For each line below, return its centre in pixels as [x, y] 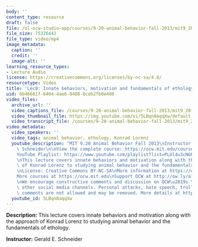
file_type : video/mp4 [33, 39]
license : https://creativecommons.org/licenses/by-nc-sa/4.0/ [84, 77]
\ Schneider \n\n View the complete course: [70, 149]
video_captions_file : [38, 110]
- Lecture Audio [26, 72]
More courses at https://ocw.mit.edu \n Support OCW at [84, 177]
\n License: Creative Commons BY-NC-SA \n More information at [92, 171]
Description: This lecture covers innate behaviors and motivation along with [98, 215]
